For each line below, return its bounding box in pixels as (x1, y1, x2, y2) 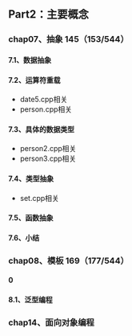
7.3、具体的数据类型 (8, 124, 74, 134)
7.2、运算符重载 (8, 75, 61, 84)
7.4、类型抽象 (8, 174, 54, 183)
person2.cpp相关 (19, 144, 77, 154)
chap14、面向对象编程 (8, 317, 94, 328)
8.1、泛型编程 (8, 294, 54, 304)
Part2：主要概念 (8, 7, 90, 22)
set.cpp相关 (19, 193, 60, 203)
